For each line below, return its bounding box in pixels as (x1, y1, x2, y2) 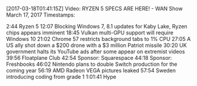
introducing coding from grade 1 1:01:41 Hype (6, 74, 117, 80)
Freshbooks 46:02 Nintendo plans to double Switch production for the (6, 60, 177, 68)
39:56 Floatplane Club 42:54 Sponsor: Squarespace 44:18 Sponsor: (6, 55, 172, 61)
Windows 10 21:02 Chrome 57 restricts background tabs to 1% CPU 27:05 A (6, 36, 191, 42)
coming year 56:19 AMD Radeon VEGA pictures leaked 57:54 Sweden (6, 67, 176, 74)
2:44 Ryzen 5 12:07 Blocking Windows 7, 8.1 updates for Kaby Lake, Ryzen (6, 23, 188, 30)
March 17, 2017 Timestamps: (6, 11, 75, 18)
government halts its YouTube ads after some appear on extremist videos (6, 48, 185, 55)
